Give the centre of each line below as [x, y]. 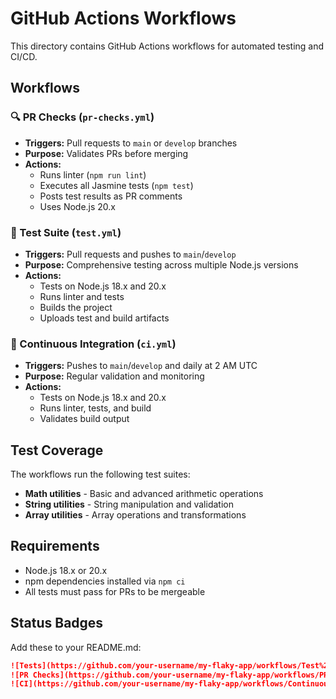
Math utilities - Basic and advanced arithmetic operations [144, 494]
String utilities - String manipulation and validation [129, 504]
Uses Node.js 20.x [78, 206]
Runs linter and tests [82, 296]
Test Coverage [57, 450]
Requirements [55, 546]
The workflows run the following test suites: [100, 474]
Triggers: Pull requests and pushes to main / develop [130, 254]
